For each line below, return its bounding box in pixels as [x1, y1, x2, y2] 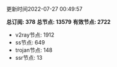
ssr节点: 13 [15, 54, 43, 61]
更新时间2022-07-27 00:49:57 [6, 5, 83, 12]
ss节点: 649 [15, 39, 45, 46]
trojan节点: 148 [15, 46, 53, 54]
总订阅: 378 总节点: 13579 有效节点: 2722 [6, 18, 111, 26]
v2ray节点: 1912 [15, 31, 55, 38]
